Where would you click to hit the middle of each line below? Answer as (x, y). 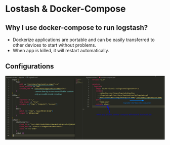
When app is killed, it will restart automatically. (61, 50)
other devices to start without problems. (54, 45)
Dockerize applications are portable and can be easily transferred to (84, 40)
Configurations (30, 66)
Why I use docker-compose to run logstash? (77, 28)
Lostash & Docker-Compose (66, 9)
